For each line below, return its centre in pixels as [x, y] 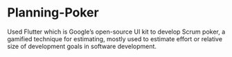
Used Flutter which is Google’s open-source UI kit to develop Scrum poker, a [116, 32]
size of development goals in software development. [82, 46]
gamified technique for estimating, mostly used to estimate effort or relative [115, 38]
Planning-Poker [53, 13]
